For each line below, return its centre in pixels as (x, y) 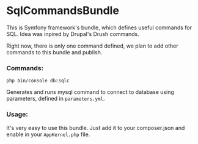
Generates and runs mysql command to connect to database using (90, 92)
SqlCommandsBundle (63, 11)
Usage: (17, 115)
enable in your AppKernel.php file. (48, 134)
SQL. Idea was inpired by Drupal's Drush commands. (73, 34)
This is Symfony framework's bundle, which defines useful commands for (99, 27)
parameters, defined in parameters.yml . (56, 99)
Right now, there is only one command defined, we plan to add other (92, 46)
